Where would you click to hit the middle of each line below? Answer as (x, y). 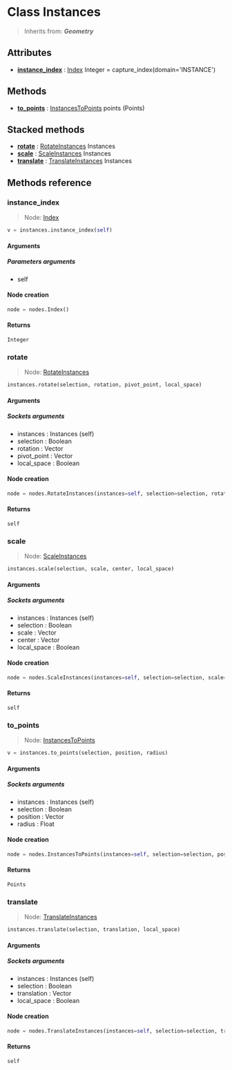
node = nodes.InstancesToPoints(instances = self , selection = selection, (111, 854)
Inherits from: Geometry (59, 31)
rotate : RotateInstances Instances (66, 147)
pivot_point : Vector (45, 456)
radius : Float (36, 824)
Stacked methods (46, 130)
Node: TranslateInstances (61, 917)
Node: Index (41, 218)
